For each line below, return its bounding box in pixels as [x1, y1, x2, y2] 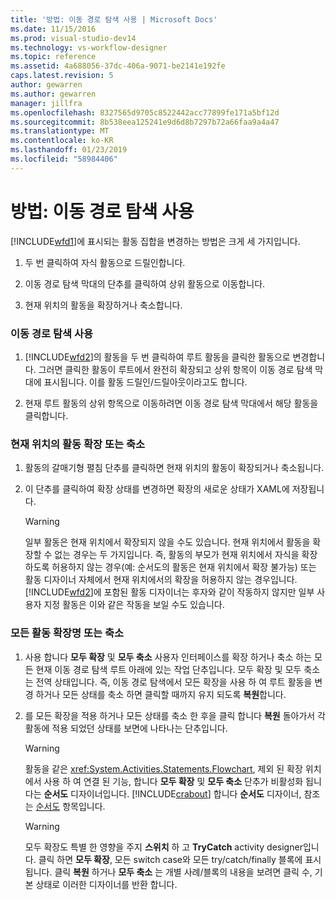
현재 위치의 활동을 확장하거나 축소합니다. [24, 299, 183, 311]
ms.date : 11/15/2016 [10, 24, 97, 34]
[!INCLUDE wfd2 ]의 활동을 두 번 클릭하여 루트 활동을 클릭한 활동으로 [24, 351, 291, 363]
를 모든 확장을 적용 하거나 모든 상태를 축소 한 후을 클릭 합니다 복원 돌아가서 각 [24, 709, 326, 721]
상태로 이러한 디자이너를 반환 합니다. [35, 878, 178, 890]
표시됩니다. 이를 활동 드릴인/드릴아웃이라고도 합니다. [43, 376, 248, 388]
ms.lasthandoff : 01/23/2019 [10, 145, 128, 155]
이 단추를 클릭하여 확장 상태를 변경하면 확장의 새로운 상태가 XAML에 [24, 483, 290, 495]
